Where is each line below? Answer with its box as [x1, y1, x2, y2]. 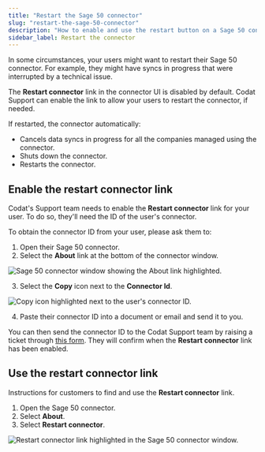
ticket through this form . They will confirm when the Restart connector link [8, 336, 252, 346]
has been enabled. [8, 344, 69, 353]
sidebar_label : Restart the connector [8, 33, 136, 42]
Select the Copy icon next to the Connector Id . [19, 282, 173, 291]
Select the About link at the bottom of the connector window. [19, 251, 219, 260]
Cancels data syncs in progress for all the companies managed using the [19, 135, 257, 144]
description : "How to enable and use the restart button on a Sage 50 [8, 26, 245, 34]
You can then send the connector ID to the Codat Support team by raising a [8, 327, 253, 337]
